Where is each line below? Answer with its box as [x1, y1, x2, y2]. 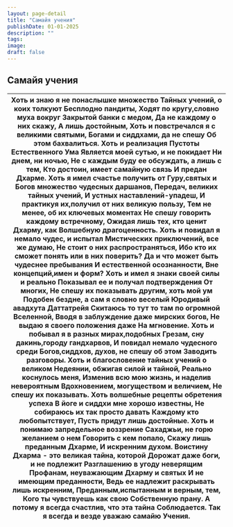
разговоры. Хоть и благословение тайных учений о [26, 355, 207, 365]
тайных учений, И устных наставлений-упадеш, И [27, 190, 206, 200]
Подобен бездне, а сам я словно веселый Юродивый [23, 294, 210, 304]
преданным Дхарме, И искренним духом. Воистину [24, 442, 209, 451]
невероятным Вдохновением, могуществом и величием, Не [10, 381, 223, 390]
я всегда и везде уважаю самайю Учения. [42, 511, 191, 521]
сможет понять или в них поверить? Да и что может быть [14, 251, 219, 261]
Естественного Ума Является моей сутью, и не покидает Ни [10, 147, 222, 157]
